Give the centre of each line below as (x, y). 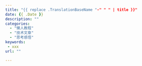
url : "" (13, 51)
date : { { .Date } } (24, 14)
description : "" (22, 19)
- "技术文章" (22, 33)
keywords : (15, 42)
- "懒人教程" (22, 28)
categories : (17, 24)
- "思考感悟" (22, 38)
